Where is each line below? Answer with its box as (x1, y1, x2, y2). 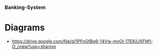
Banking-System (4, 4, 46, 11)
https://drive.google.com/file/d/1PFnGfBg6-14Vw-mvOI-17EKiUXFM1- (11, 38, 153, 44)
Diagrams (4, 22, 45, 33)
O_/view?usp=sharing (11, 43, 56, 49)
